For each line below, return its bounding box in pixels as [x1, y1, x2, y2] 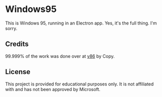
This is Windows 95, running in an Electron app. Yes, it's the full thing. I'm [5, 20, 157, 26]
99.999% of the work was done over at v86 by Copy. [5, 53, 115, 59]
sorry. [5, 25, 18, 31]
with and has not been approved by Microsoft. [5, 86, 101, 92]
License [5, 67, 31, 76]
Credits [5, 40, 29, 48]
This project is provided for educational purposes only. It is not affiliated [5, 81, 154, 87]
